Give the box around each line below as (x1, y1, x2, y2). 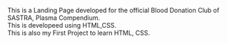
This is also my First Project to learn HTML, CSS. (7, 28, 151, 37)
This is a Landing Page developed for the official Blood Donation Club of (7, 6, 220, 14)
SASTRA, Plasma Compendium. (7, 13, 101, 22)
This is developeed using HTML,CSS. (7, 21, 116, 29)
